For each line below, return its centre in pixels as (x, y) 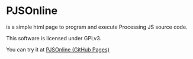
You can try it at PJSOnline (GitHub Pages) (58, 49)
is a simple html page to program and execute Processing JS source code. (97, 27)
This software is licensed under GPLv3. (54, 38)
